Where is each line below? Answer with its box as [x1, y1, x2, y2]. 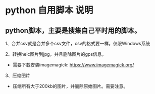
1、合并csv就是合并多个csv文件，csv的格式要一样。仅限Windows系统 [5, 41, 150, 46]
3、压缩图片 [5, 72, 30, 78]
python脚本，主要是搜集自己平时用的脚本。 [5, 26, 141, 35]
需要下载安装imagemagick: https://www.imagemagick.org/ [12, 62, 134, 68]
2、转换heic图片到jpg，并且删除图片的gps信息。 [5, 51, 107, 57]
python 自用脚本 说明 [5, 5, 93, 16]
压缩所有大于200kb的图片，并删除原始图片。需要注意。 [12, 83, 128, 89]
